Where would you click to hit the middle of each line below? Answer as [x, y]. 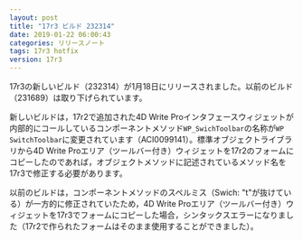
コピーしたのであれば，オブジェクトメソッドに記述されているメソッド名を [148, 162]
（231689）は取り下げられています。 [78, 97]
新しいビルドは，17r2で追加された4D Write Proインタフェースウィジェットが [151, 117]
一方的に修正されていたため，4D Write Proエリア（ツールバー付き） [160, 203]
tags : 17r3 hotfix [44, 51]
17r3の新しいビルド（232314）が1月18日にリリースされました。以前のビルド [151, 86]
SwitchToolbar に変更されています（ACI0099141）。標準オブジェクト [135, 139]
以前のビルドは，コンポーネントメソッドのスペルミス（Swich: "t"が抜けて [147, 192]
